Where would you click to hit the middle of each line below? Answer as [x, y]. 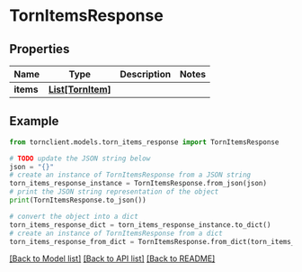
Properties [40, 49]
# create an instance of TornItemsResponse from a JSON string [130, 175]
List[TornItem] [80, 89]
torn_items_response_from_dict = [72, 241]
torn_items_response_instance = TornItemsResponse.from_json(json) [138, 184]
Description [146, 74]
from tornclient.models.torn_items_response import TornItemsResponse [144, 142]
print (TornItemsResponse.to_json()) [78, 200]
